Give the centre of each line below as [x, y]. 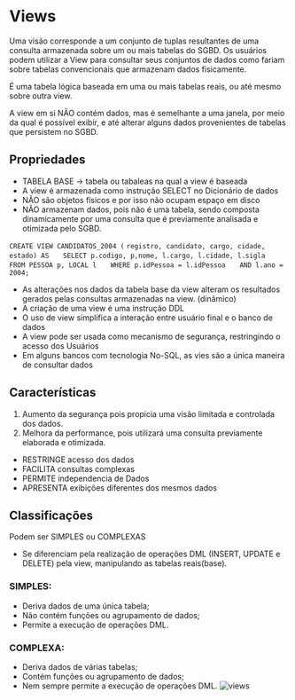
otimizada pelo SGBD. [62, 228]
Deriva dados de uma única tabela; [85, 606]
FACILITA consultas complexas [78, 468]
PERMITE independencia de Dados [85, 478]
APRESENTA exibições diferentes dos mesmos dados [120, 488]
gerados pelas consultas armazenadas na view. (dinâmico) [129, 298]
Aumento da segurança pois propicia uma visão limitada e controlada [148, 413]
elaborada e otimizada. [64, 442]
